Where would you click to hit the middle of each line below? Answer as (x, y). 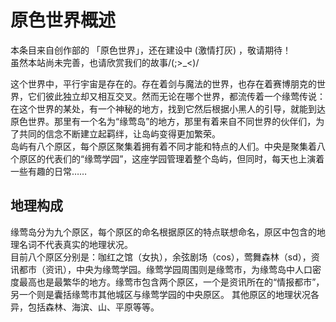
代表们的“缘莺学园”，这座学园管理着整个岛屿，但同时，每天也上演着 (184, 158)
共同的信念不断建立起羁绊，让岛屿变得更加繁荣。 (119, 133)
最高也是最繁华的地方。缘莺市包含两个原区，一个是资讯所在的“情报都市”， (171, 282)
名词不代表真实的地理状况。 (75, 244)
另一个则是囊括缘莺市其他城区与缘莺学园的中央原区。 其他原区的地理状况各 (165, 294)
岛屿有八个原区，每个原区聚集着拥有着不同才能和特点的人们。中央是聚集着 (163, 146)
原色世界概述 (63, 20)
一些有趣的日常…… (49, 171)
